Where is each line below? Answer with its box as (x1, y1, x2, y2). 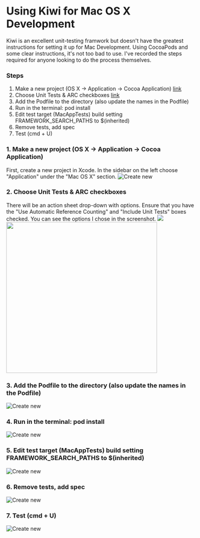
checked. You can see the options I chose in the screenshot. (6, 215, 157, 222)
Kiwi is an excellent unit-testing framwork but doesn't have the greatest (6, 37, 184, 44)
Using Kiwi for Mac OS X (6, 4, 131, 18)
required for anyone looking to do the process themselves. (6, 56, 152, 63)
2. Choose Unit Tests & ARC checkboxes (6, 188, 127, 196)
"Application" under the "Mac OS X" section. (6, 173, 117, 180)
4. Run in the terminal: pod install (6, 418, 105, 426)
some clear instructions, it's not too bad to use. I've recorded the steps (6, 50, 183, 57)
